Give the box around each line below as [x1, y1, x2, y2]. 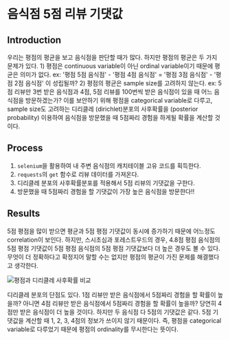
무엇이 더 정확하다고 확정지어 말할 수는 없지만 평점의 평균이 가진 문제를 [7, 253, 196, 261]
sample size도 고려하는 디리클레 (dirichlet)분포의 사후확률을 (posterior [7, 105, 198, 113]
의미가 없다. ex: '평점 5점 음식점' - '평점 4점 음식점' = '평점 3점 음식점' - [19, 70, 213, 78]
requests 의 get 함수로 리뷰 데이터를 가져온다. [16, 170, 139, 178]
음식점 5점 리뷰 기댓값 [7, 6, 124, 22]
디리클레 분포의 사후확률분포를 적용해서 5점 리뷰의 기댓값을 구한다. [16, 178, 196, 187]
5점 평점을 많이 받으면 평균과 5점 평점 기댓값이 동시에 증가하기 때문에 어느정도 [7, 226, 216, 235]
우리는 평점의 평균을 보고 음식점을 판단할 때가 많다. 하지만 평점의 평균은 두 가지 [7, 53, 218, 61]
